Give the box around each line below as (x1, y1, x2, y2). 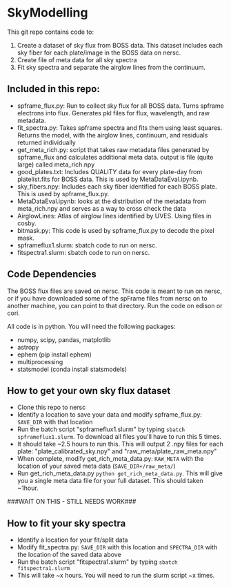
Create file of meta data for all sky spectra (17, 55, 137, 64)
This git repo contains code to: (7, 28, 94, 36)
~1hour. (17, 484, 39, 492)
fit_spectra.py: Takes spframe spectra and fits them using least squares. (17, 123, 223, 132)
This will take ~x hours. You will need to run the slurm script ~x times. (17, 571, 215, 580)
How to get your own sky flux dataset (7, 385, 171, 397)
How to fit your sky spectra (7, 517, 126, 529)
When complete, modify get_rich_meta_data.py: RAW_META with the (17, 455, 204, 463)
